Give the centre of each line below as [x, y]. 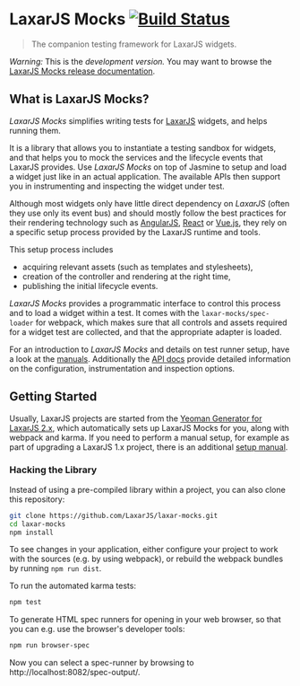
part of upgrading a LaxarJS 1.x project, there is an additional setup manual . [149, 447]
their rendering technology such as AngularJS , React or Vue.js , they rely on [148, 222]
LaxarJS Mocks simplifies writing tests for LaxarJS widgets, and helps [138, 120]
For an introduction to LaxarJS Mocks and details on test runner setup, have [150, 349]
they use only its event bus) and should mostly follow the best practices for [148, 213]
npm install [31, 532]
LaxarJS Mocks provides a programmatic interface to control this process [145, 303]
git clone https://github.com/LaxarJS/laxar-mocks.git [114, 515]
